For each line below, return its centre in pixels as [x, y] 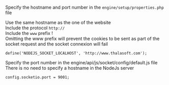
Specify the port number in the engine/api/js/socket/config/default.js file [81, 62]
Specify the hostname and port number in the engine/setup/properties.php [85, 7]
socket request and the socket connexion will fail [57, 44]
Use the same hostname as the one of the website [58, 23]
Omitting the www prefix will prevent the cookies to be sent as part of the [82, 38]
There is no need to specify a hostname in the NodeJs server [70, 68]
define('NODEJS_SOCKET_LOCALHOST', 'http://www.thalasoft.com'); [76, 53]
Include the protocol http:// [35, 28]
